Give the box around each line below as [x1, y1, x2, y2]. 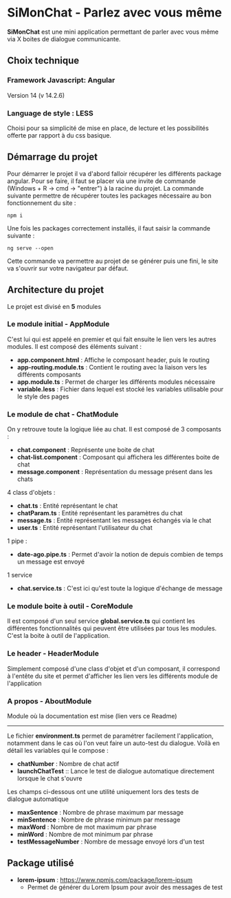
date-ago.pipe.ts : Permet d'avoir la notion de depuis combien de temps [16, 550, 223, 559]
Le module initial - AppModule [7, 319, 110, 329]
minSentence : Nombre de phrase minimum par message [16, 815, 181, 824]
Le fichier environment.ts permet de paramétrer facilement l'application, [7, 731, 214, 740]
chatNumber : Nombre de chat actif [16, 760, 120, 768]
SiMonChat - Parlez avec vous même [7, 5, 222, 21]
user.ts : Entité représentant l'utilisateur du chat [16, 524, 153, 532]
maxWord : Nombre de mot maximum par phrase [16, 823, 157, 831]
